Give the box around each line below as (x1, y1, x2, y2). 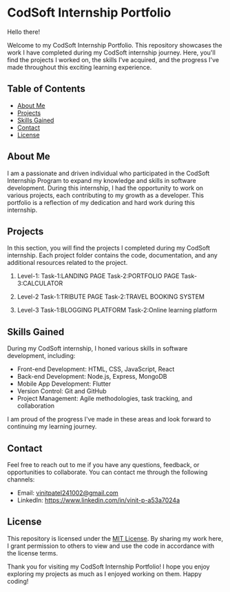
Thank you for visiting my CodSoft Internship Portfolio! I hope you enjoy (7, 562, 210, 571)
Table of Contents (7, 83, 86, 95)
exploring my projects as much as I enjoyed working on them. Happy (7, 569, 202, 578)
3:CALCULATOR (17, 279, 63, 288)
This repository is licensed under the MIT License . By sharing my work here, (7, 534, 224, 542)
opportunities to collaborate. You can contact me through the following (7, 468, 208, 476)
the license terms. (7, 549, 59, 557)
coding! (7, 577, 29, 585)
